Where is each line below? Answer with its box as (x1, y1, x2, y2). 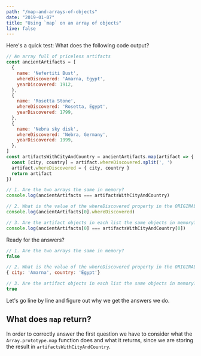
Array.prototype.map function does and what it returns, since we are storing (6, 336, 193, 343)
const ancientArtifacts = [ (6, 59, 77, 65)
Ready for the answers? (6, 236, 65, 243)
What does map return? (6, 314, 92, 324)
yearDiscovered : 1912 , (17, 82, 74, 88)
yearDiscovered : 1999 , (17, 137, 74, 143)
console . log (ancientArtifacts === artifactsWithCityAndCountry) (6, 192, 170, 198)
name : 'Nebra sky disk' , (17, 126, 79, 132)
